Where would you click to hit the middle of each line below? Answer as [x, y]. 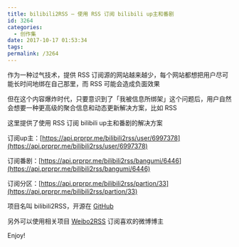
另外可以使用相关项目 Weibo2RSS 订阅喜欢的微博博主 [85, 221]
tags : [15, 47]
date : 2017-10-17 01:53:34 [47, 41]
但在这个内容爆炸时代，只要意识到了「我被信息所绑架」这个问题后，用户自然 [119, 99]
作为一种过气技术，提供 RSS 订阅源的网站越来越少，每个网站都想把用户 [112, 75]
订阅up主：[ [25, 138]
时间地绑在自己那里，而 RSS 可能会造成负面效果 [90, 83]
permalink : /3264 [33, 54]
